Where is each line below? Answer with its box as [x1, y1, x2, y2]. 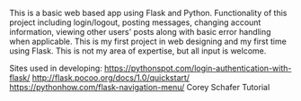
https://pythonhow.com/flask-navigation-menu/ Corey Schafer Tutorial [9, 82, 270, 92]
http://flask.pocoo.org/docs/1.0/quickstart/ [31, 72, 190, 83]
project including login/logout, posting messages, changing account [9, 17, 261, 28]
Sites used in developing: [9, 63, 103, 73]
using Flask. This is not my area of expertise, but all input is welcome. [9, 46, 267, 56]
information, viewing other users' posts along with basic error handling [9, 27, 271, 37]
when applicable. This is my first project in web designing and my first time [9, 36, 288, 46]
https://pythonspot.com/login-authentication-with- [104, 63, 292, 73]
